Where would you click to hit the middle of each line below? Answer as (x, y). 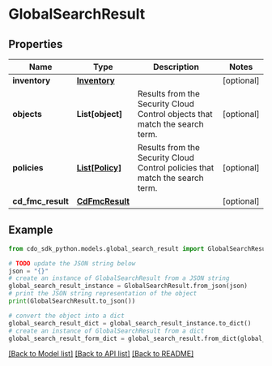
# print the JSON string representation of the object (103, 294)
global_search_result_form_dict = (67, 338)
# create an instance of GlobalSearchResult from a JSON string (119, 278)
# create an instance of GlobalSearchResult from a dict (106, 331)
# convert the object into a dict (67, 316)
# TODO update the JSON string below (72, 263)
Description (176, 67)
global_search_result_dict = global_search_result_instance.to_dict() (130, 323)
